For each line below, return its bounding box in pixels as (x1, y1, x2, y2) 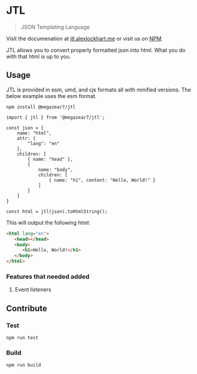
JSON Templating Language (20, 23, 90, 30)
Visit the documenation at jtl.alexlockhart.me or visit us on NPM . (6, 35, 163, 42)
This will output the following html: (6, 219, 90, 226)
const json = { (6, 125, 44, 131)
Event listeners (14, 286, 52, 293)
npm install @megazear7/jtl (6, 104, 76, 110)
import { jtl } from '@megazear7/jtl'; (6, 114, 105, 120)
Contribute (6, 303, 48, 314)
